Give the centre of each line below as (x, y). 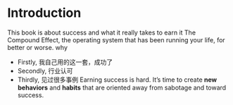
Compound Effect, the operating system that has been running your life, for (116, 39)
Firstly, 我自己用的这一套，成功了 (65, 62)
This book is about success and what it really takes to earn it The (101, 32)
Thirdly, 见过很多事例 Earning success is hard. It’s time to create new (117, 80)
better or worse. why (38, 47)
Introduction (44, 13)
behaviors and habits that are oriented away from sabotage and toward (122, 87)
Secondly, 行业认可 (45, 70)
